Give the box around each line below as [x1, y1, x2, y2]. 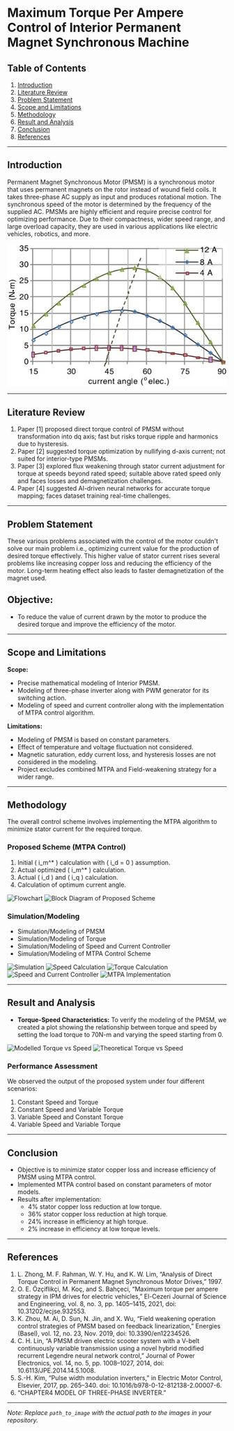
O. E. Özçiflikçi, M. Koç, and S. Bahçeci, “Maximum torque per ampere [17, 1285, 219, 1293]
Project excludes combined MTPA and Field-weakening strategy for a [17, 765, 217, 773]
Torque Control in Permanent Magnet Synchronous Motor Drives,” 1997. [17, 1277, 223, 1285]
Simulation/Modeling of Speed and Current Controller [17, 942, 171, 951]
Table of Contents [7, 62, 87, 74]
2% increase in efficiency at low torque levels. [27, 1225, 160, 1233]
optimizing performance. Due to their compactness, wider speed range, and [7, 215, 226, 223]
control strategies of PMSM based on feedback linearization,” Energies [17, 1322, 221, 1330]
